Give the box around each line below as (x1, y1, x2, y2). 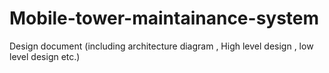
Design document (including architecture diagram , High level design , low (9, 40, 314, 52)
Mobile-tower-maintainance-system (9, 7, 320, 30)
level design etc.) (9, 50, 81, 62)
